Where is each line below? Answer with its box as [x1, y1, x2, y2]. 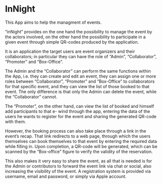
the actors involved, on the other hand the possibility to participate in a [5, 34, 146, 40]
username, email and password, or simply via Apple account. [5, 173, 127, 179]
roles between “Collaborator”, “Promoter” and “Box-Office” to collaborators [5, 78, 155, 84]
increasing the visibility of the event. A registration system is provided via [5, 168, 151, 174]
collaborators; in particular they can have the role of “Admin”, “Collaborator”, [5, 53, 157, 59]
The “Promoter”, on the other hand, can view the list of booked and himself [5, 103, 154, 109]
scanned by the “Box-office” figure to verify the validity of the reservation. [5, 149, 153, 154]
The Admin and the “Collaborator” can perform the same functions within [5, 68, 151, 74]
